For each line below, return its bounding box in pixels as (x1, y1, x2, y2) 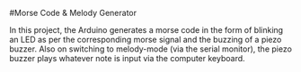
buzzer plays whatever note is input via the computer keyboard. (9, 53, 245, 63)
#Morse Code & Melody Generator (9, 8, 137, 18)
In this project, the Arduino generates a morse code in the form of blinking (9, 25, 284, 35)
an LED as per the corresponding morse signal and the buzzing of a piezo (9, 35, 282, 44)
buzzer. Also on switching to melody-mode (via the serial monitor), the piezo (9, 44, 292, 54)
